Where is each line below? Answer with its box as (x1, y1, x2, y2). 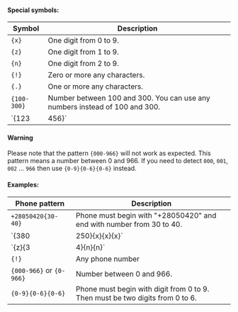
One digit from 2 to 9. (47, 59, 119, 69)
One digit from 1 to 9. (47, 47, 119, 57)
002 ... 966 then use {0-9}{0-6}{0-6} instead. (7, 164, 137, 173)
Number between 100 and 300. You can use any (47, 93, 210, 103)
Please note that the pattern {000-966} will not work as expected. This (7, 149, 211, 157)
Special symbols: (7, 6, 59, 14)
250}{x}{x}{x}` (75, 230, 123, 240)
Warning (7, 133, 33, 142)
